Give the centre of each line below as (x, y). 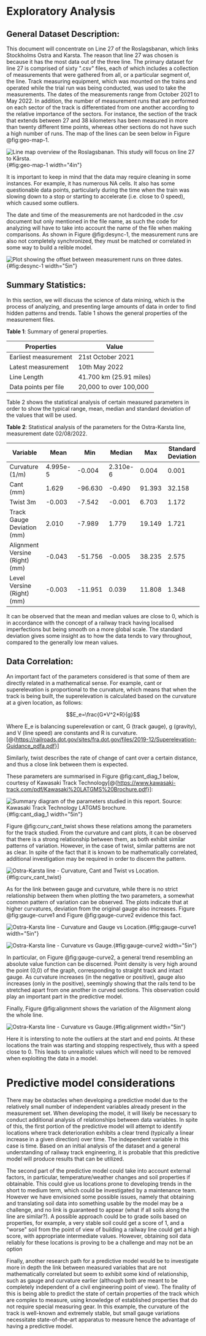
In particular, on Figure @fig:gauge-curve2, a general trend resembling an (100, 957)
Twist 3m (23, 502)
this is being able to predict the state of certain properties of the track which (103, 1293)
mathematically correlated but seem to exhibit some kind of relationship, (97, 1274)
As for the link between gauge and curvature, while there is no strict (92, 889)
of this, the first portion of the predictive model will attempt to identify (94, 1126)
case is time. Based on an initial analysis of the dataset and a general (93, 1146)
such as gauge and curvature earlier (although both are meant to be (92, 1280)
